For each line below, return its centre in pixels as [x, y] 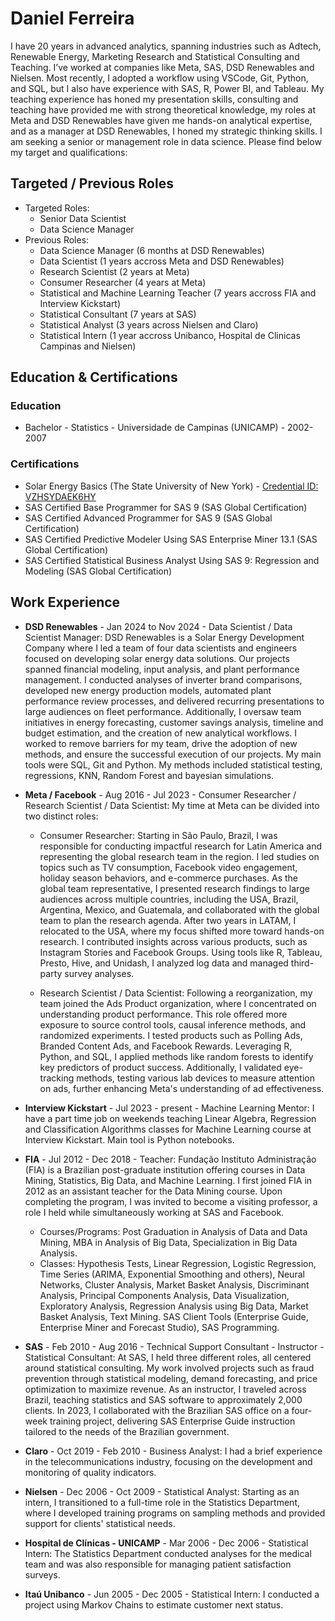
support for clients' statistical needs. [100, 1523]
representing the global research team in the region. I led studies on [179, 856]
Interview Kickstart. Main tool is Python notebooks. [129, 1139]
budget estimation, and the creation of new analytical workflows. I [161, 733]
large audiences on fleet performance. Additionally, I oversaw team [163, 711]
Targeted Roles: [57, 208]
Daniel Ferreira [72, 18]
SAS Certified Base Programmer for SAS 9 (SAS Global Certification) [166, 507]
